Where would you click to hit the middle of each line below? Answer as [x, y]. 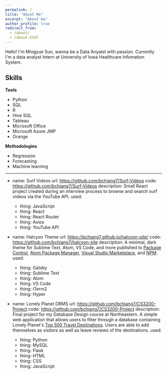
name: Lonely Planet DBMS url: [44, 303]
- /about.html [24, 38]
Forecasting [25, 161]
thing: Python [34, 340]
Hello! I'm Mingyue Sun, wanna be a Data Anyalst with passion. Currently [80, 51]
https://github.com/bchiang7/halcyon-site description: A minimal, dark [84, 242]
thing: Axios [32, 222]
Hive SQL [22, 115]
